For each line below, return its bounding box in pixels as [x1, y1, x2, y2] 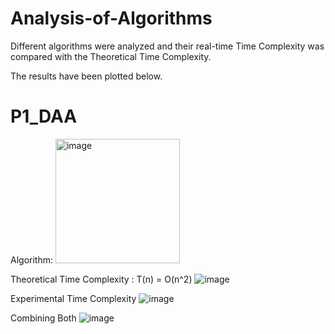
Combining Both [10, 312, 77, 324]
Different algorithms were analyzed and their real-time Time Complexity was [10, 40, 325, 52]
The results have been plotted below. [10, 70, 163, 82]
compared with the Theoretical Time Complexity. [10, 50, 212, 62]
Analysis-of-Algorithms [10, 7, 213, 30]
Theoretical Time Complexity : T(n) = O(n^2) [10, 273, 193, 285]
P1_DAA [10, 105, 78, 128]
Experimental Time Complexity [10, 292, 137, 304]
